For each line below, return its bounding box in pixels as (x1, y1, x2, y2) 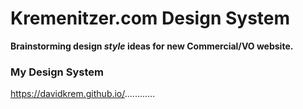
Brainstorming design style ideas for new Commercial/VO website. (10, 40, 294, 52)
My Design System (10, 65, 104, 79)
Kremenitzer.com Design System (10, 7, 291, 30)
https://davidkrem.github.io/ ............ (10, 88, 156, 100)
